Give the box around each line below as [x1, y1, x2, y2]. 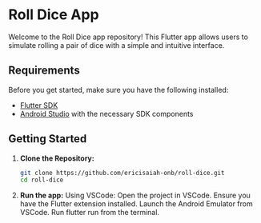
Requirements [8, 64, 80, 78]
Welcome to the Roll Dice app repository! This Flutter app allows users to [8, 32, 248, 42]
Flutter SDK [19, 100, 58, 110]
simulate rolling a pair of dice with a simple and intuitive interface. [8, 40, 225, 50]
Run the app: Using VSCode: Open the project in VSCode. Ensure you [19, 190, 251, 201]
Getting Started [8, 132, 87, 145]
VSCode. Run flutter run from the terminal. [19, 208, 160, 217]
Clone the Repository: [19, 153, 94, 163]
